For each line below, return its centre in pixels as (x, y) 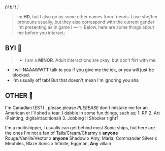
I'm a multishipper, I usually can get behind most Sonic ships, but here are (80, 127)
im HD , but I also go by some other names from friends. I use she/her (87, 17)
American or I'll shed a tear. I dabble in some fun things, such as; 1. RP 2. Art (82, 113)
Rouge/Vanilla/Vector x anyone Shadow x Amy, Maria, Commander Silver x (81, 138)
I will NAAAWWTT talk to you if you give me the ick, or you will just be (83, 70)
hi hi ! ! (12, 7)
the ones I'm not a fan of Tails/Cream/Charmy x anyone (62, 133)
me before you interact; (41, 33)
